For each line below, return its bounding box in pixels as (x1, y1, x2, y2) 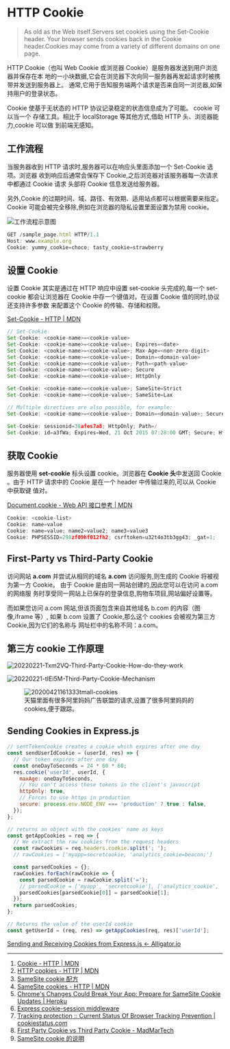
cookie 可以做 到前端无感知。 (14, 121, 97, 129)
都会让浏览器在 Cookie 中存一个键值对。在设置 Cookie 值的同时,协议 (27, 293, 220, 301)
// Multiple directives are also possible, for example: (7, 403, 173, 411)
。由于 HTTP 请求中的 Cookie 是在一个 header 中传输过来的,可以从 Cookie (7, 478, 216, 486)
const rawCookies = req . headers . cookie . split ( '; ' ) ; (13, 845, 167, 852)
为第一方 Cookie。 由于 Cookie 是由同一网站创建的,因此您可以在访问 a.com (7, 580, 218, 589)
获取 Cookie (7, 449, 58, 461)
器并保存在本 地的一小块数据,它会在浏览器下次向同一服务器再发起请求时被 (7, 72, 214, 80)
